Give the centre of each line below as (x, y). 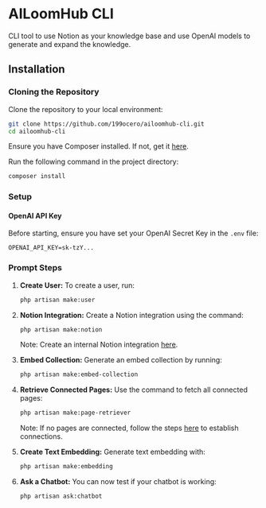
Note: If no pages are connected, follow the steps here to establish (129, 428)
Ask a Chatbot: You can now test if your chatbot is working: (118, 482)
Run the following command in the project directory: (94, 162)
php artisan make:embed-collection (79, 374)
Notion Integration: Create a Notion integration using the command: (132, 315)
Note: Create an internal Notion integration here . (99, 345)
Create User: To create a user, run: (77, 285)
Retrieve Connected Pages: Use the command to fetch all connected (134, 390)
